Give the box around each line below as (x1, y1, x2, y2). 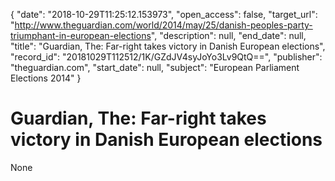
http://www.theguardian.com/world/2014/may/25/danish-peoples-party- (14, 19, 313, 31)
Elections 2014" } (10, 72, 82, 84)
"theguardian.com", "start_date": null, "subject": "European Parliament (10, 62, 300, 73)
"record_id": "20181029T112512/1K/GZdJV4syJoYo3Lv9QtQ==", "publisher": (10, 51, 323, 63)
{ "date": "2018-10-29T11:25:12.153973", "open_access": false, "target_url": (10, 9, 318, 20)
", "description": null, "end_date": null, (150, 30, 307, 41)
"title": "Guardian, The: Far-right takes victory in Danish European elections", (10, 40, 326, 52)
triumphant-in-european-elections (10, 30, 152, 41)
